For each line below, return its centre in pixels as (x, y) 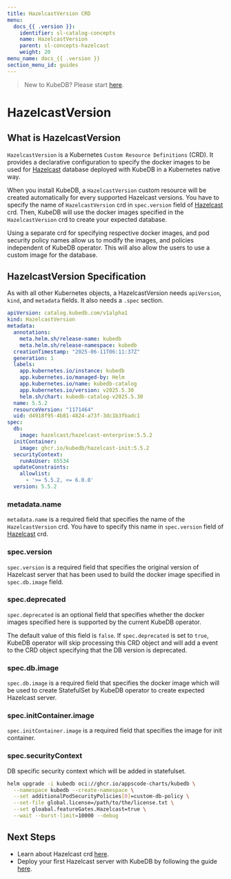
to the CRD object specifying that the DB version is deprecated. (97, 650)
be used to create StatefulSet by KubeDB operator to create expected (106, 690)
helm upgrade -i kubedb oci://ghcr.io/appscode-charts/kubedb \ (101, 784)
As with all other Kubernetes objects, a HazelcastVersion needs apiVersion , (114, 293)
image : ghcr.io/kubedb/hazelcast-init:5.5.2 (84, 448)
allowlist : (35, 474)
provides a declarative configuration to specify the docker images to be (109, 162)
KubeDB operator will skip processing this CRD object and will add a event (113, 643)
